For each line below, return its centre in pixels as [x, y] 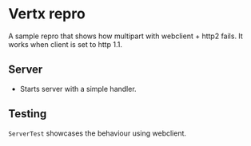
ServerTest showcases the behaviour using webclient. [97, 133]
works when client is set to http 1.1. [65, 44]
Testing [28, 114]
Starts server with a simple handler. [78, 89]
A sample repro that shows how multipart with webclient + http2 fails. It [126, 36]
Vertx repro [47, 14]
